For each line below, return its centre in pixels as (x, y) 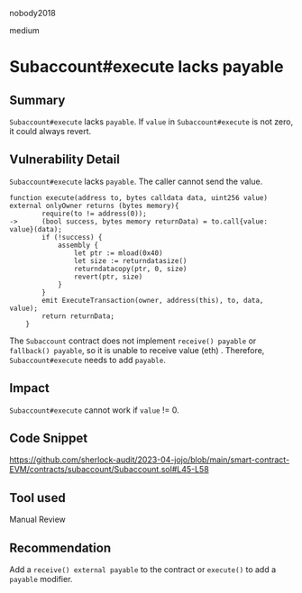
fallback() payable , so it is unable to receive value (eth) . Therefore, (137, 350)
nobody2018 (32, 13)
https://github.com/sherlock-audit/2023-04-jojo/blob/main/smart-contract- (150, 460)
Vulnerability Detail (64, 160)
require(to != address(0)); (94, 214)
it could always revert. (50, 131)
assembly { (78, 245)
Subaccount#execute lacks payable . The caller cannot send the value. (136, 181)
